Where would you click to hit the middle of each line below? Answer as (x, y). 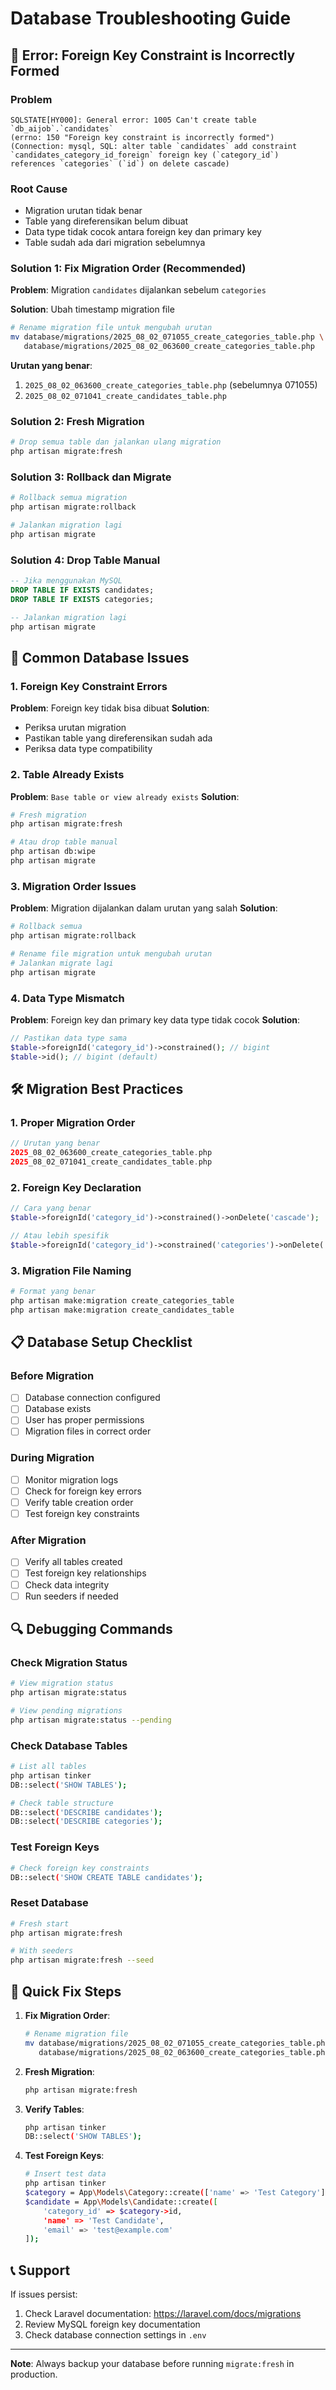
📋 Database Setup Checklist (101, 1342)
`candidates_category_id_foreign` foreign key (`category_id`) (145, 155)
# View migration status (62, 1683)
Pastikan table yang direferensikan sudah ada (118, 738)
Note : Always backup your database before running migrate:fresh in (152, 2364)
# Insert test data (65, 2174)
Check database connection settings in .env (115, 2335)
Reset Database (49, 1903)
